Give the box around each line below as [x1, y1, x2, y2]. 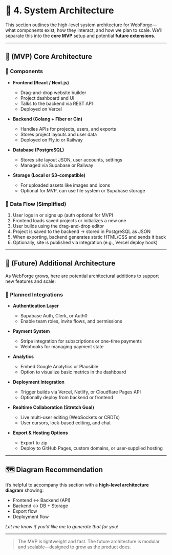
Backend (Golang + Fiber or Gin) [12, 116, 83, 122]
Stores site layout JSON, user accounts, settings [20, 156, 123, 163]
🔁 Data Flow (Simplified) [5, 200, 67, 207]
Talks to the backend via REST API [20, 100, 93, 106]
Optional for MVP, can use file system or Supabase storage [20, 187, 145, 193]
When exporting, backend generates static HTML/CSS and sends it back [12, 234, 166, 240]
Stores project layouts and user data [20, 131, 97, 137]
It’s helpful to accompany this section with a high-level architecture [5, 481, 149, 488]
